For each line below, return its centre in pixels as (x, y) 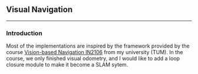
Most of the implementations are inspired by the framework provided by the (98, 46)
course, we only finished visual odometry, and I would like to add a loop (93, 59)
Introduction (24, 33)
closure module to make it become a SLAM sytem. (67, 65)
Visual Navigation (39, 10)
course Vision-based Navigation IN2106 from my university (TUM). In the (95, 52)
